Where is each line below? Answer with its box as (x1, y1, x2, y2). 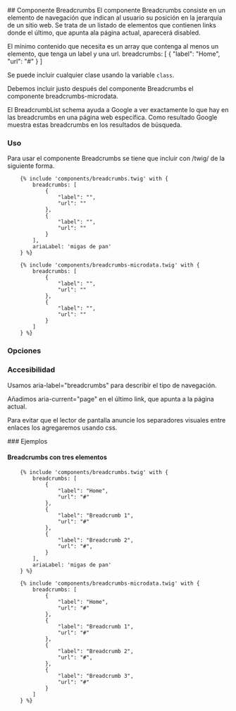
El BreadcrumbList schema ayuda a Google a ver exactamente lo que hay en (7, 106, 229, 114)
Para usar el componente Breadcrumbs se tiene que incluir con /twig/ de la (7, 154, 225, 163)
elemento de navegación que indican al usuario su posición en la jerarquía (7, 13, 223, 22)
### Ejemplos (7, 437, 48, 445)
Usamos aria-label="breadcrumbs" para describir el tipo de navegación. (7, 381, 217, 389)
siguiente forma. (7, 162, 55, 170)
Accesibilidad (7, 365, 56, 375)
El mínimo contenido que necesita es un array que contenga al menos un (7, 42, 219, 50)
